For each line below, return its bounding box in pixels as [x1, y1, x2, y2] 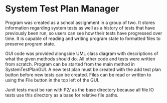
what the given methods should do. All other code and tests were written [5, 55, 155, 61]
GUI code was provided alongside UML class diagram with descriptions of [5, 50, 158, 56]
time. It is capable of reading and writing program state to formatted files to [5, 35, 161, 41]
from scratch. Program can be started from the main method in [5, 61, 135, 67]
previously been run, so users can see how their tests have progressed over [5, 30, 162, 36]
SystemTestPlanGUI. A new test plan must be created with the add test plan [5, 66, 161, 72]
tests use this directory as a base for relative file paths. [5, 92, 119, 98]
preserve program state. [5, 40, 55, 46]
